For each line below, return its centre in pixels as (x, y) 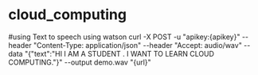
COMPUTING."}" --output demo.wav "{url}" (80, 62)
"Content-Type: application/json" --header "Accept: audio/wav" (138, 45)
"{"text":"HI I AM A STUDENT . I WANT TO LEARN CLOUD (119, 53)
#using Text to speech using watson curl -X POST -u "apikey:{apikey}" (124, 37)
